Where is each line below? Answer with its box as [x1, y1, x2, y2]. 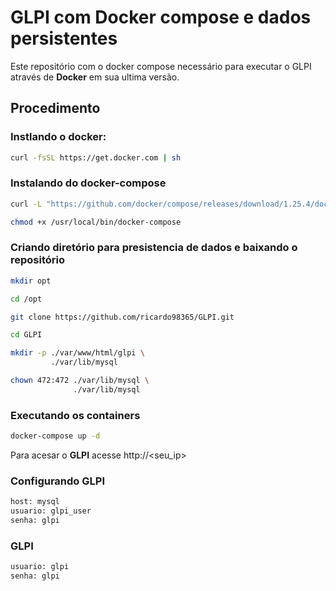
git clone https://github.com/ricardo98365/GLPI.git [10, 312, 235, 322]
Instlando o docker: [10, 130, 107, 144]
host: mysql [10, 497, 60, 507]
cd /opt [10, 294, 43, 304]
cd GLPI [10, 330, 43, 340]
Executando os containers [10, 408, 141, 422]
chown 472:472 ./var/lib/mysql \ [10, 376, 150, 386]
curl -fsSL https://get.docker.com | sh [10, 152, 182, 163]
